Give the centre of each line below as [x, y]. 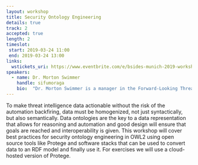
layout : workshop [27, 12]
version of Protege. [47, 156]
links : [14, 61]
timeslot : [18, 45]
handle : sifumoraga [41, 83]
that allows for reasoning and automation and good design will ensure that [96, 124]
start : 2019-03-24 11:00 [39, 50]
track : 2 [17, 28]
